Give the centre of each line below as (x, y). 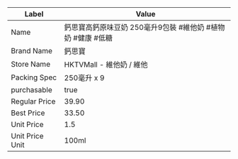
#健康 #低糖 (93, 38)
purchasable (32, 90)
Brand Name (32, 51)
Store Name (31, 64)
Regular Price (33, 101)
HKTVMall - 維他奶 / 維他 (106, 65)
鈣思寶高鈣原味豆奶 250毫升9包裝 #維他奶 (134, 27)
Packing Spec (34, 77)
